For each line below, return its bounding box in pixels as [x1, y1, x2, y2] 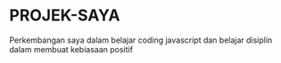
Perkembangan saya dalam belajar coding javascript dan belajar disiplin [9, 35, 273, 45]
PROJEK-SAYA [9, 5, 120, 26]
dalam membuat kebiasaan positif [9, 43, 134, 54]
